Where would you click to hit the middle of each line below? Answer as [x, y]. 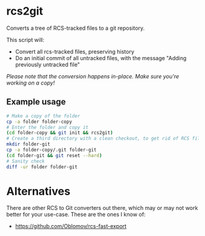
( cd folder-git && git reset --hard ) [54, 155]
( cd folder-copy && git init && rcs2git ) [60, 133]
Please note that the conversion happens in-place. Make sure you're [93, 76]
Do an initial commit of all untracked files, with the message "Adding [101, 58]
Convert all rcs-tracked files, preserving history [75, 51]
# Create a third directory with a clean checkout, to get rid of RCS [98, 139]
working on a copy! [31, 83]
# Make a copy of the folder [43, 116]
